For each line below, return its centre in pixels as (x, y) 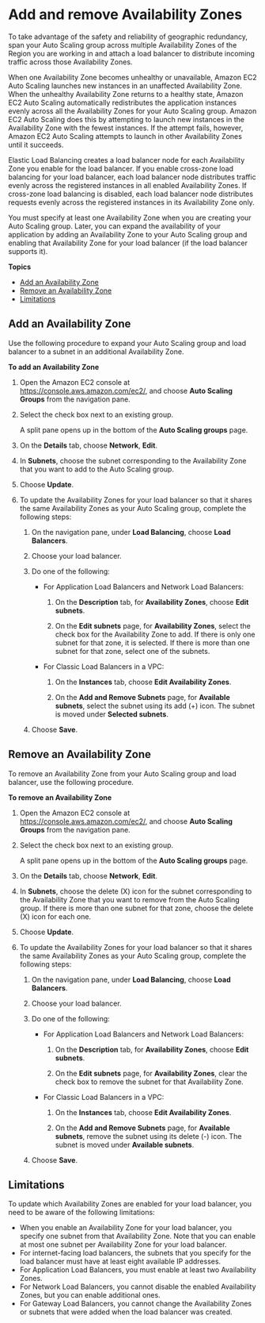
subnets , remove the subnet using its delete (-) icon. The (148, 1136)
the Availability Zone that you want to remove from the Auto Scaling (129, 899)
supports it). (28, 251)
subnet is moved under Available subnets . (125, 1144)
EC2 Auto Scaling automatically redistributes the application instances (123, 102)
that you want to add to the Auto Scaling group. (97, 469)
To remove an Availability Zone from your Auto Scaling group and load (122, 773)
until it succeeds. (36, 144)
